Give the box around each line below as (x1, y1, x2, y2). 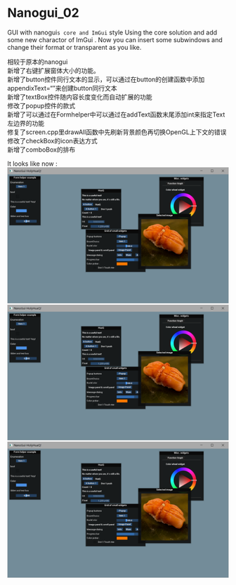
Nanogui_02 (7, 5, 79, 21)
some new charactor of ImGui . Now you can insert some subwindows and (7, 35, 223, 44)
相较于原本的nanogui (7, 58, 68, 66)
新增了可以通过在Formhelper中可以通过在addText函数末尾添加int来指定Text (7, 110, 225, 119)
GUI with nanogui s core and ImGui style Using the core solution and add (7, 28, 218, 37)
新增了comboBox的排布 (7, 145, 76, 154)
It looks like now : (7, 159, 58, 168)
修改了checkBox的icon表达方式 (7, 136, 98, 145)
